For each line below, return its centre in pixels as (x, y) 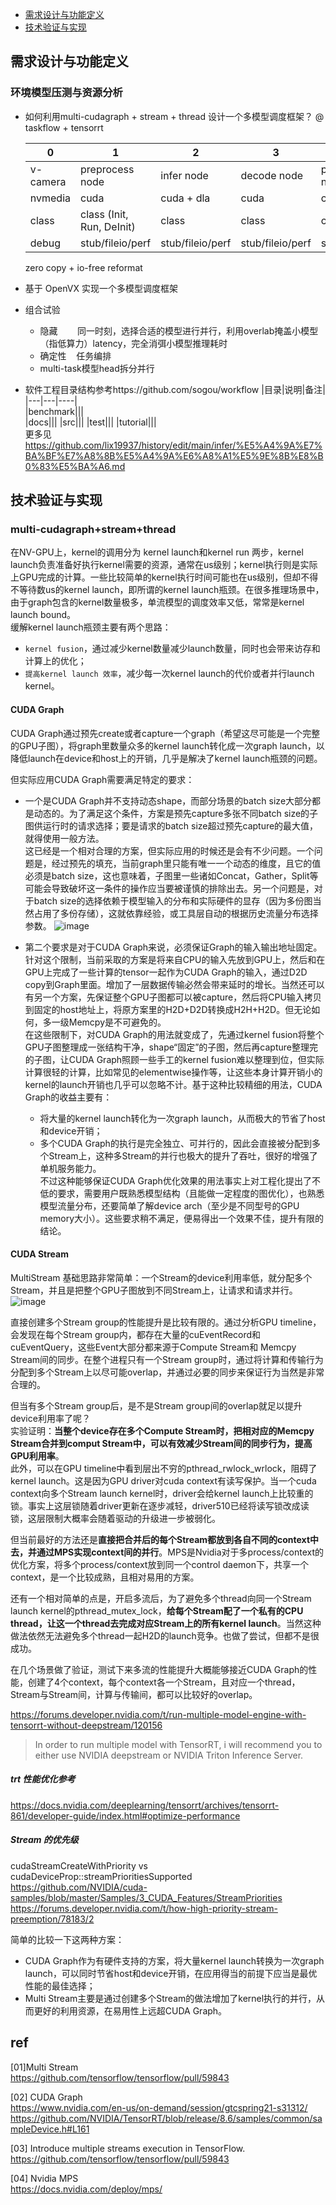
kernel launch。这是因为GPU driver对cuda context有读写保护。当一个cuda (163, 1480)
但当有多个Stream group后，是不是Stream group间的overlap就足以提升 (156, 1405)
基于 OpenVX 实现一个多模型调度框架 (101, 288)
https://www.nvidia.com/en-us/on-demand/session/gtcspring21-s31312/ (159, 2107)
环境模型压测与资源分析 (66, 93)
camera (48, 181)
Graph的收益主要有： (68, 1097)
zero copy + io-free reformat (83, 267)
